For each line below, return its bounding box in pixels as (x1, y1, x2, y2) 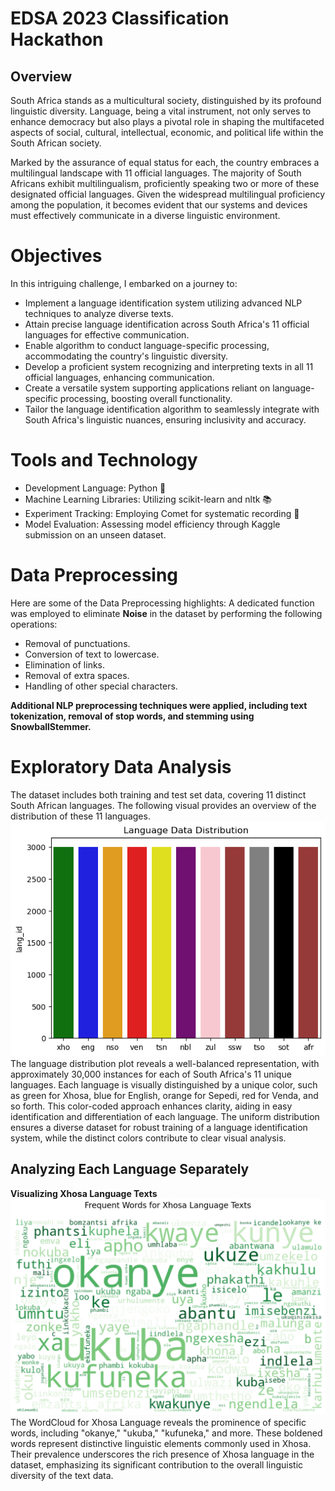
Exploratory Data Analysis (10, 756, 232, 778)
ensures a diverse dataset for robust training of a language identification (10, 1122, 308, 1133)
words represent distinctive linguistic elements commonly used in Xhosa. (10, 1438, 312, 1450)
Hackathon (10, 28, 104, 51)
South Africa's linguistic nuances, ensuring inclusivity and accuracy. (24, 413, 307, 426)
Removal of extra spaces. (24, 669, 130, 681)
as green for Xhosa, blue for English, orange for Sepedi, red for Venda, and (10, 1090, 319, 1101)
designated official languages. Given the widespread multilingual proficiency (10, 188, 326, 200)
